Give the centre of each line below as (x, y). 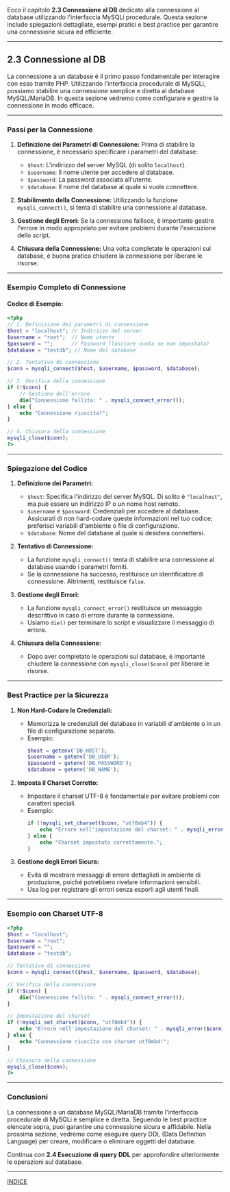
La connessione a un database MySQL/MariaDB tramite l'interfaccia (103, 1112)
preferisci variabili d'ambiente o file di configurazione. (103, 526)
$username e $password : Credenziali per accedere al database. (114, 511)
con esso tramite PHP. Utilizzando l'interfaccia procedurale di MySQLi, (106, 83)
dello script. (34, 235)
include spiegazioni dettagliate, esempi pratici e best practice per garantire (113, 24)
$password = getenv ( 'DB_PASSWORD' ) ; (79, 764)
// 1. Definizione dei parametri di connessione (78, 325)
